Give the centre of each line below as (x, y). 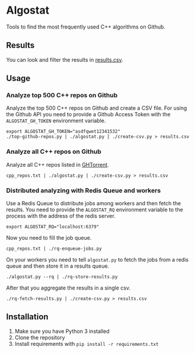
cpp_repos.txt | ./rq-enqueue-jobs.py (54, 249)
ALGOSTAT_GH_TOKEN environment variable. (56, 121)
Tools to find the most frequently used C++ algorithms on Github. (86, 27)
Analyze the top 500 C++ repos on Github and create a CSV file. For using (97, 108)
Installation (27, 317)
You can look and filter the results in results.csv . (65, 59)
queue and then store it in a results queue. (58, 266)
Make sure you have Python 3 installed (62, 331)
